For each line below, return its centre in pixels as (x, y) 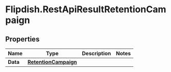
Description (96, 53)
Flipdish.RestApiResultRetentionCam (86, 9)
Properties (22, 39)
